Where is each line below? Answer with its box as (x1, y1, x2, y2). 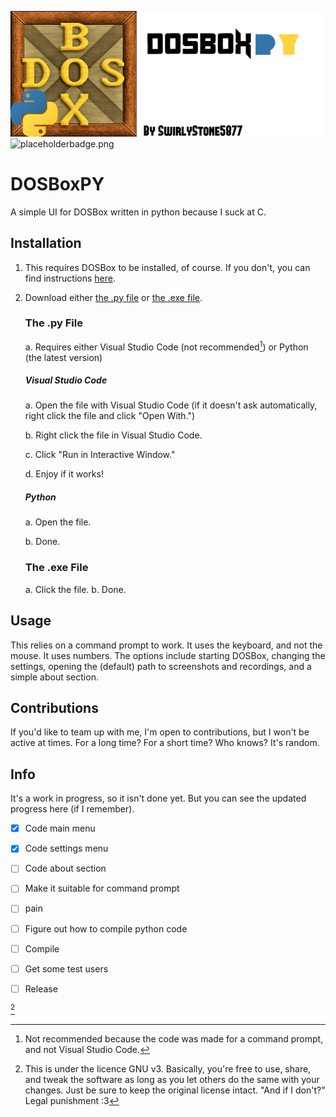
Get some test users (24, 962, 109, 975)
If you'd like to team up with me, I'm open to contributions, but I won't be (10, 726, 310, 738)
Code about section (24, 862, 107, 875)
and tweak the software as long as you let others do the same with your (24, 1074, 320, 1086)
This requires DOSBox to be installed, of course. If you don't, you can (24, 261, 311, 273)
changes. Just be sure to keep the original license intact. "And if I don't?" (24, 1084, 326, 1096)
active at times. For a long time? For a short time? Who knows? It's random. (10, 737, 320, 749)
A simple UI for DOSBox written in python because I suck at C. (10, 206, 267, 218)
